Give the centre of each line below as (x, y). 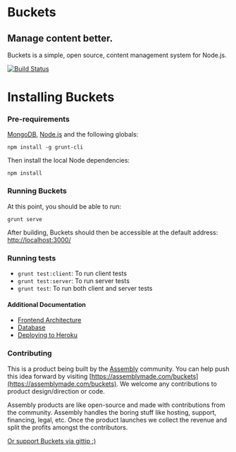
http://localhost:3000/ (39, 239)
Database (31, 327)
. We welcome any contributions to (166, 384)
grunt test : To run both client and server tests (85, 289)
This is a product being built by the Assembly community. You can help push (119, 369)
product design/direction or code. (56, 391)
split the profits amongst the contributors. (68, 427)
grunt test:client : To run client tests (72, 274)
